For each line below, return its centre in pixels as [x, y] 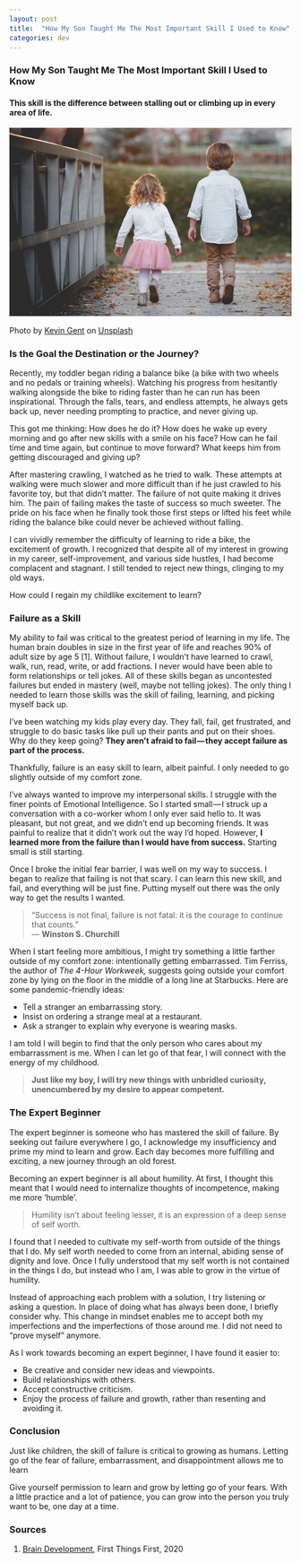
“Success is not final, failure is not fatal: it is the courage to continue [157, 916]
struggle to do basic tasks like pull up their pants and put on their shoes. [142, 732]
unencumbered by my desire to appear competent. [128, 1090]
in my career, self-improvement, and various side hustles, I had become [142, 558]
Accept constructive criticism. [77, 1389]
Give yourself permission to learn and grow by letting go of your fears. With [149, 1487]
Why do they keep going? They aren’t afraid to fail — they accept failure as [149, 741]
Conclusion [35, 1431]
